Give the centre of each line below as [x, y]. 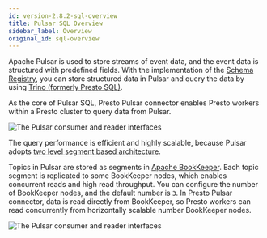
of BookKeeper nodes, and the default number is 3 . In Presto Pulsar [121, 193]
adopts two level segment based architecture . [85, 151]
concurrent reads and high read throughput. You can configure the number [133, 185]
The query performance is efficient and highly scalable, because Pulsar [127, 143]
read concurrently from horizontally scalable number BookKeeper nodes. [130, 210]
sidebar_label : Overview [50, 31]
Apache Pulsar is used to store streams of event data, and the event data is [133, 62]
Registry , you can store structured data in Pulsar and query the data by [126, 79]
